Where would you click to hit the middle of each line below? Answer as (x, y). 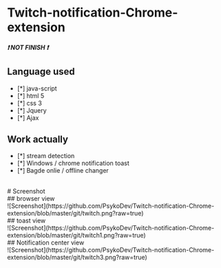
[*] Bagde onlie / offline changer (63, 171)
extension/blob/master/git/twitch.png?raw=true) (75, 213)
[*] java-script (37, 88)
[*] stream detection (46, 156)
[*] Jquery (32, 110)
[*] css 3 (30, 103)
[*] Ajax (28, 117)
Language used (41, 71)
